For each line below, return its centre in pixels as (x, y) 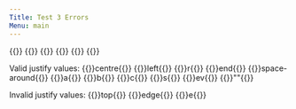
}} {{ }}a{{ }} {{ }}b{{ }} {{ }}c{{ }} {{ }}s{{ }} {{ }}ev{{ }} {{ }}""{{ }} (148, 77)
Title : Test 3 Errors (49, 17)
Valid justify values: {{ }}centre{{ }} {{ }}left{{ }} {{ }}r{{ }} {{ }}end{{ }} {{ (132, 68)
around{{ (26, 77)
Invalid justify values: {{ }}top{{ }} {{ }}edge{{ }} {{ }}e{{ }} (108, 95)
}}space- (271, 68)
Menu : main (29, 26)
